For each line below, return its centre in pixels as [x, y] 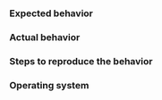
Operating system [49, 85]
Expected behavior [51, 13]
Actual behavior [45, 37]
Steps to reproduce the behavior [81, 61]
